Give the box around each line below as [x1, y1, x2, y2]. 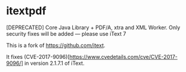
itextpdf [6, 4, 46, 18]
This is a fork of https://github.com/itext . [6, 42, 106, 49]
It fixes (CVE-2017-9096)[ [6, 53, 70, 60]
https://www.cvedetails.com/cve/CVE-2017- [69, 53, 178, 60]
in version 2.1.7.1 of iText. [24, 60, 85, 67]
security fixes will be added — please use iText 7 [6, 30, 126, 37]
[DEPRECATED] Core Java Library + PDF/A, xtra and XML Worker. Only [6, 24, 181, 31]
